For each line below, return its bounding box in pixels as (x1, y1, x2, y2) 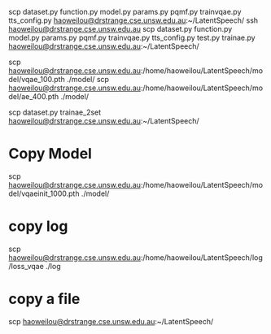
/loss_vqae (8, 261, 45, 271)
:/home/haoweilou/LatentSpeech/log (140, 252, 263, 262)
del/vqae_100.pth (8, 75, 65, 84)
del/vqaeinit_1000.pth (8, 189, 80, 198)
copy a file (8, 290, 81, 308)
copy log (8, 217, 68, 236)
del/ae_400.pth (8, 92, 59, 101)
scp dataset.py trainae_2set (8, 107, 102, 117)
